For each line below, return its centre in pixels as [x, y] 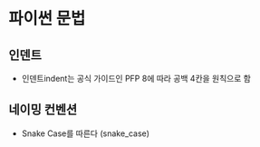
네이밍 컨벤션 [43, 110]
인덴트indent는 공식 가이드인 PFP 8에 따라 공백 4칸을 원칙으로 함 [136, 78]
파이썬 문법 [47, 19]
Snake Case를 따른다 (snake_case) [86, 133]
